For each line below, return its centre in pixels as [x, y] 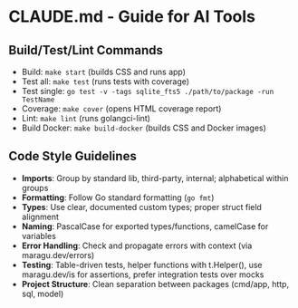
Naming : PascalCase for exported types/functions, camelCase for [145, 226]
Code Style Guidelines [72, 156]
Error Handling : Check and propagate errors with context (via [137, 245]
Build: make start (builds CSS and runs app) [104, 72]
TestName [38, 100]
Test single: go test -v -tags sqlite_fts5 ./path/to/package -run [148, 91]
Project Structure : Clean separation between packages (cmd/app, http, [155, 284]
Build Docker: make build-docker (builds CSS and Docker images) [144, 128]
